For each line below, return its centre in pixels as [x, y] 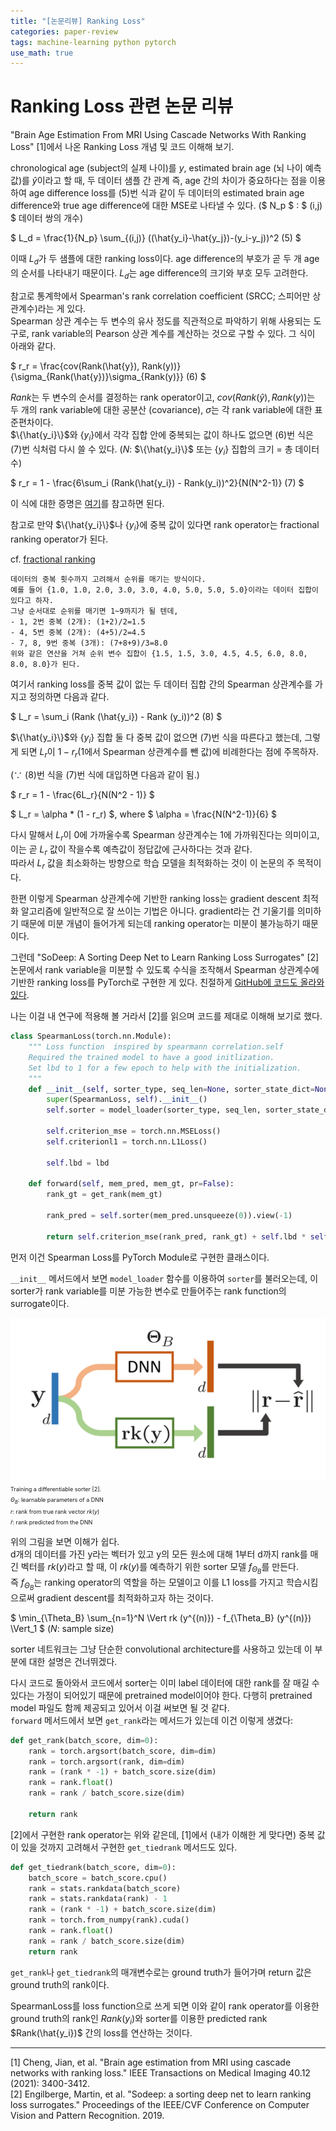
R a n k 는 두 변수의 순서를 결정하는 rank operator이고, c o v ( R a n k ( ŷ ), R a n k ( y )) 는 [163, 397]
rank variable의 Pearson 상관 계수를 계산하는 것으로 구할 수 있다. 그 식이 [173, 333]
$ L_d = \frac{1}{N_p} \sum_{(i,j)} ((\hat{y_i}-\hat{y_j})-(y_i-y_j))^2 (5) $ [156, 238]
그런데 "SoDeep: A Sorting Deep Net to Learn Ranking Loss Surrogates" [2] [165, 957]
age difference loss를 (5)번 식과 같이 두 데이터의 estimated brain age [166, 193]
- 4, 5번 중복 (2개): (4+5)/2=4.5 [78, 633]
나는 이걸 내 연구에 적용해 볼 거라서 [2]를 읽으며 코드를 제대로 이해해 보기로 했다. [166, 1016]
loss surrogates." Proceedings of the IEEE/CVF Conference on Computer [160, 2104]
